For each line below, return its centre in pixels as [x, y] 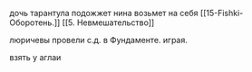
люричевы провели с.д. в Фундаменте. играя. [98, 40]
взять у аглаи [35, 57]
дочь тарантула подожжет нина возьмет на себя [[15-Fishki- [126, 13]
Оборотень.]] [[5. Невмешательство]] [82, 22]
